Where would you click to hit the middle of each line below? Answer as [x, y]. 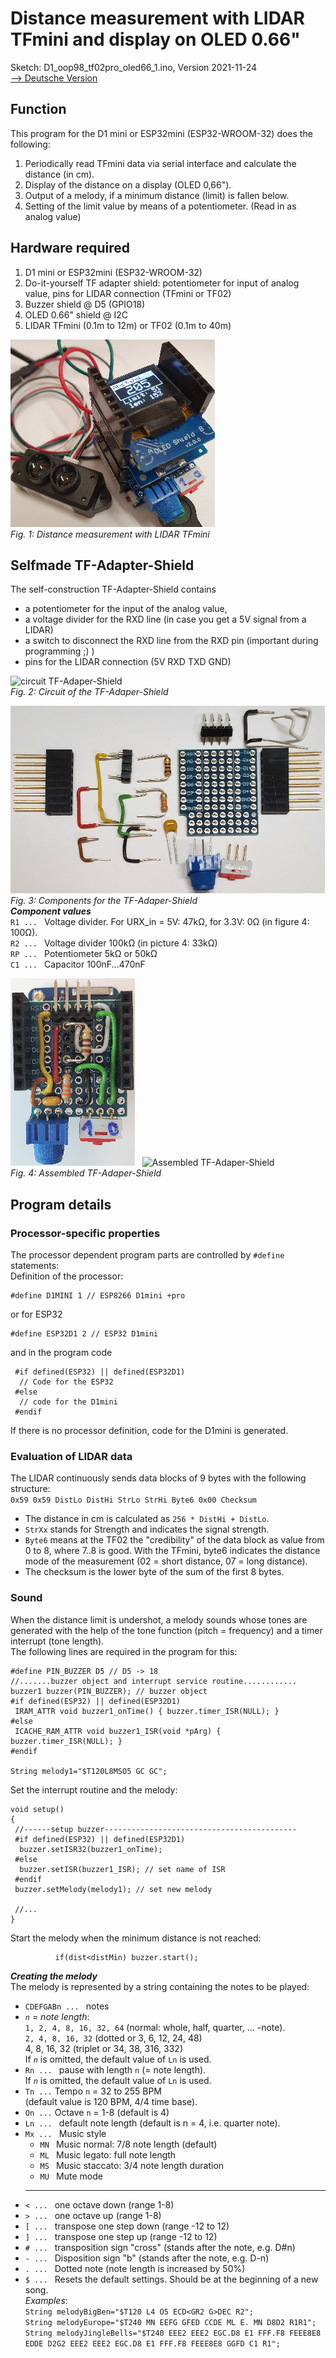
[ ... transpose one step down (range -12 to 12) [127, 2226]
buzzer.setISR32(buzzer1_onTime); [91, 1849]
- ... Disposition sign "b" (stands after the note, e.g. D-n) [147, 2258]
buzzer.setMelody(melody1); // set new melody [113, 1889]
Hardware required [70, 248]
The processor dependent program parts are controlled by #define [147, 1255]
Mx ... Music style [65, 2133]
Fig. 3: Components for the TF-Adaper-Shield [104, 901]
